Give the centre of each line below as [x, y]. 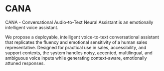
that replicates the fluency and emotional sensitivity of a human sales [76, 42]
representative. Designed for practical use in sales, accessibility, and [76, 47]
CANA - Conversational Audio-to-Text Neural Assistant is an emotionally [79, 22]
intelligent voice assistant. [32, 27]
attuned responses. [25, 63]
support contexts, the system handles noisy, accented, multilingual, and [79, 53]
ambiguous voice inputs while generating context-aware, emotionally [76, 58]
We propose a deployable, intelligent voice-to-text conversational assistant [82, 37]
